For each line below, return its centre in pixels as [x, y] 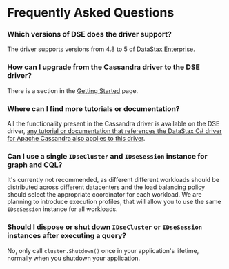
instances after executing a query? [67, 236]
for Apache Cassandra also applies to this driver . [76, 139]
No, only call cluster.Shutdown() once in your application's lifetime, [103, 250]
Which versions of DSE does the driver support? [90, 34]
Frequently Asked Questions [91, 13]
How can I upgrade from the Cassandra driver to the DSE [103, 67]
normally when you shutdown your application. [73, 258]
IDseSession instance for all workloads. [63, 209]
